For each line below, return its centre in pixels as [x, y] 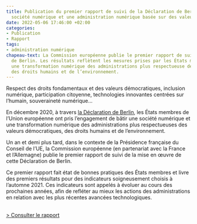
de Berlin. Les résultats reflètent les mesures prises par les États [99, 61]
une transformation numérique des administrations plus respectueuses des [97, 125]
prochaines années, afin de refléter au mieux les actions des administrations [98, 191]
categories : [21, 28]
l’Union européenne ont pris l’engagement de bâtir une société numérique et [98, 119]
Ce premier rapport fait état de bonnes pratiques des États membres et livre [98, 173]
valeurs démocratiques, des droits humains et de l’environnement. [86, 131]
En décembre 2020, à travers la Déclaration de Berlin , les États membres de [98, 112]
